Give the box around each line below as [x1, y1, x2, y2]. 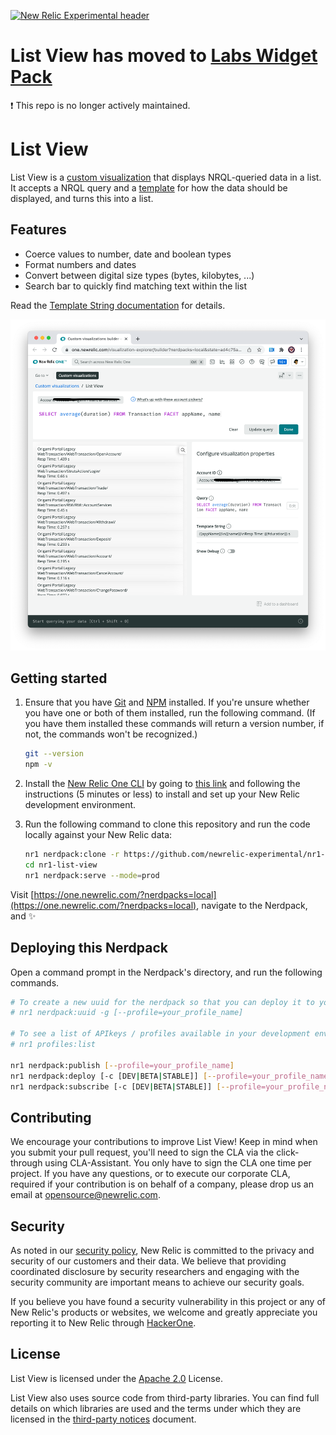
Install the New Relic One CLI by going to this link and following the [24, 778, 301, 790]
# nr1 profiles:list [10, 1040, 97, 1050]
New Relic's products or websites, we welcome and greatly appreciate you [10, 1306, 318, 1319]
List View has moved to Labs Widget [10, 45, 318, 67]
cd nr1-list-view [24, 860, 98, 870]
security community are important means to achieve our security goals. [10, 1276, 305, 1289]
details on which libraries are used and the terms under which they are [10, 1402, 302, 1414]
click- [276, 1146, 300, 1159]
